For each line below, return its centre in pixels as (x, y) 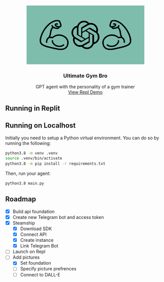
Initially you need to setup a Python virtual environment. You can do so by (82, 138)
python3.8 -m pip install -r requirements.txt (55, 164)
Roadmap (21, 199)
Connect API (33, 234)
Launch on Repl (29, 252)
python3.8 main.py (25, 183)
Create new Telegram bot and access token (58, 217)
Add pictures (26, 257)
